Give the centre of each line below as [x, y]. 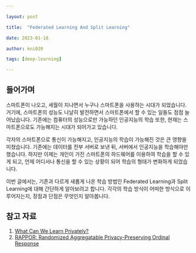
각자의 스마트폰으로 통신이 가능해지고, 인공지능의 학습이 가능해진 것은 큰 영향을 [97, 139]
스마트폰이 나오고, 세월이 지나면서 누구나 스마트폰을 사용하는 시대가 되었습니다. [97, 105]
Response [27, 243]
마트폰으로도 [21, 126]
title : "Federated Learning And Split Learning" [68, 27]
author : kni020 [25, 49]
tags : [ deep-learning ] [34, 59]
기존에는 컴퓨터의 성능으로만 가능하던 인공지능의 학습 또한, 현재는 [107, 119]
